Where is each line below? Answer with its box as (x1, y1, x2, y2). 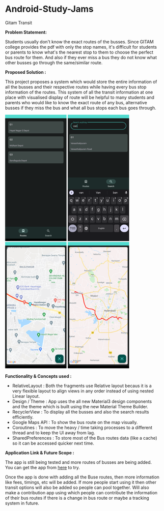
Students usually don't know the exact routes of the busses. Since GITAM (5, 38, 154, 45)
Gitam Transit (5, 20, 32, 26)
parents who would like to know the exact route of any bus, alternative (5, 99, 147, 105)
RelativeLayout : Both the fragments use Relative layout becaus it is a (12, 383, 152, 389)
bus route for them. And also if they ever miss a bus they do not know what (5, 54, 157, 60)
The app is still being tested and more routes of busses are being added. (5, 459, 152, 465)
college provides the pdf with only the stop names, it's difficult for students (5, 44, 157, 50)
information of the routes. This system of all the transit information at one (5, 89, 153, 95)
